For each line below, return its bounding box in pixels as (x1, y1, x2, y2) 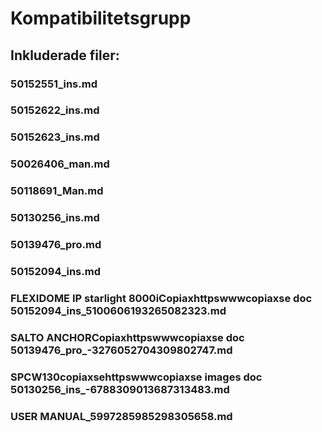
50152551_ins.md (10, 77, 98, 91)
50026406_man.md (10, 157, 110, 171)
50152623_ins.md (10, 130, 100, 144)
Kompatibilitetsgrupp (10, 7, 192, 30)
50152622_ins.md (10, 103, 100, 117)
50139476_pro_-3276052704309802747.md (10, 343, 233, 357)
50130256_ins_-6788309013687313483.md (10, 382, 230, 396)
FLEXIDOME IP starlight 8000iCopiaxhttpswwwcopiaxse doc (10, 291, 313, 305)
